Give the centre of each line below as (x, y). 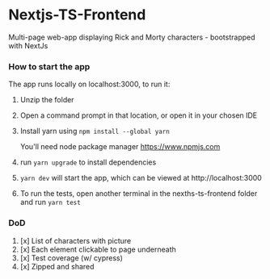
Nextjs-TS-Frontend (77, 15)
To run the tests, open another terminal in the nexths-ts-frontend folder (139, 194)
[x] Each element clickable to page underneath (98, 249)
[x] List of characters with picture (76, 240)
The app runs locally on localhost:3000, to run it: (89, 84)
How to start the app (49, 66)
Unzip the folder (47, 100)
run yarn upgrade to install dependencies (88, 162)
